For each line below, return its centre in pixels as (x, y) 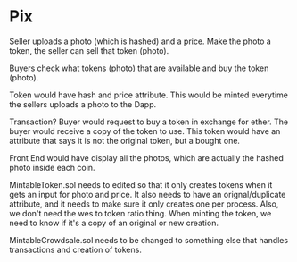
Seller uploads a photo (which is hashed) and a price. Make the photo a (140, 41)
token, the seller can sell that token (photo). (89, 50)
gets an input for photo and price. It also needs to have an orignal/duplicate (148, 194)
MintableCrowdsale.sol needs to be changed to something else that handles (148, 240)
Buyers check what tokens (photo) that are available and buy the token (139, 68)
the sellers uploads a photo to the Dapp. (83, 104)
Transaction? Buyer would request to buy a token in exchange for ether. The (149, 122)
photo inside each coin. (52, 167)
